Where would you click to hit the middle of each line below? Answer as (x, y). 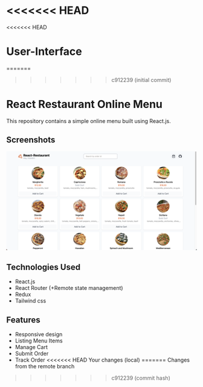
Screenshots (31, 140)
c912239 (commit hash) (141, 378)
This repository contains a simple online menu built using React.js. (89, 121)
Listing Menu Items (39, 341)
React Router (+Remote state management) (69, 288)
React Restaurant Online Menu (85, 105)
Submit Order (32, 354)
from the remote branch (45, 367)
